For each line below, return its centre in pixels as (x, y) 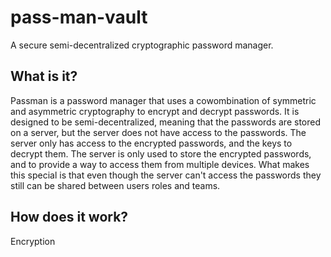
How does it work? (69, 217)
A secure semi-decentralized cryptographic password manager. (142, 45)
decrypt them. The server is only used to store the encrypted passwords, (161, 153)
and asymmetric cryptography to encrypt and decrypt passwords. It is (155, 111)
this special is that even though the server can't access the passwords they (166, 175)
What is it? (44, 76)
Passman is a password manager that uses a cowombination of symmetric (163, 100)
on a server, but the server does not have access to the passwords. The (158, 132)
